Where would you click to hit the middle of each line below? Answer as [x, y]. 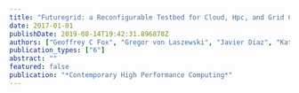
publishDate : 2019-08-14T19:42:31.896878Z [89, 34]
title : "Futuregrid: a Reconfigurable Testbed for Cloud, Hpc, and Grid [147, 17]
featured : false [39, 67]
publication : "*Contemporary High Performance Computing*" [121, 75]
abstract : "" [33, 58]
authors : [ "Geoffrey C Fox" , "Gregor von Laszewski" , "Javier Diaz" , [141, 42]
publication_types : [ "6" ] [57, 50]
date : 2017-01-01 [41, 26]
